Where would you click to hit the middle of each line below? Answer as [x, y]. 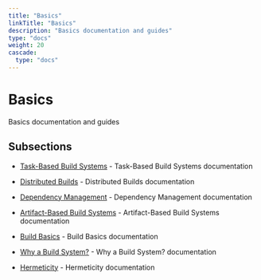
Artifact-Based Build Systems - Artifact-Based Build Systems [120, 212]
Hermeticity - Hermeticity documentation [87, 267]
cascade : [23, 53]
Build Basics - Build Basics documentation [89, 236]
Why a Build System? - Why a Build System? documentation [118, 251]
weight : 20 [26, 45]
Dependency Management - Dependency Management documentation [136, 197]
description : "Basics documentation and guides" [90, 30]
